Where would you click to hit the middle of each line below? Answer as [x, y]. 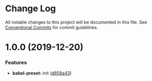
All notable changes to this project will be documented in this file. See [76, 22]
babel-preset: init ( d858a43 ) [42, 73]
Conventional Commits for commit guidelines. [51, 27]
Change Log [30, 9]
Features [16, 63]
